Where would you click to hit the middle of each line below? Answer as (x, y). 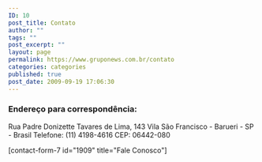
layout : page (30, 52)
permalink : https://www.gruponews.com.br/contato (92, 60)
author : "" (26, 30)
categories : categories (47, 67)
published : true (35, 74)
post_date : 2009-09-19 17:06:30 (61, 81)
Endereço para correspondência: (73, 109)
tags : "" (22, 38)
